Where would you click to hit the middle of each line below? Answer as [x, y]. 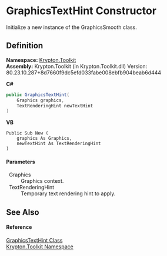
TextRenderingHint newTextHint [55, 106]
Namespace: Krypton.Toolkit [41, 60]
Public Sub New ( [27, 133]
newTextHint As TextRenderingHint [59, 144]
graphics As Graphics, [44, 139]
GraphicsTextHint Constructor [81, 11]
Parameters [21, 162]
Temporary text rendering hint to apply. [68, 193]
